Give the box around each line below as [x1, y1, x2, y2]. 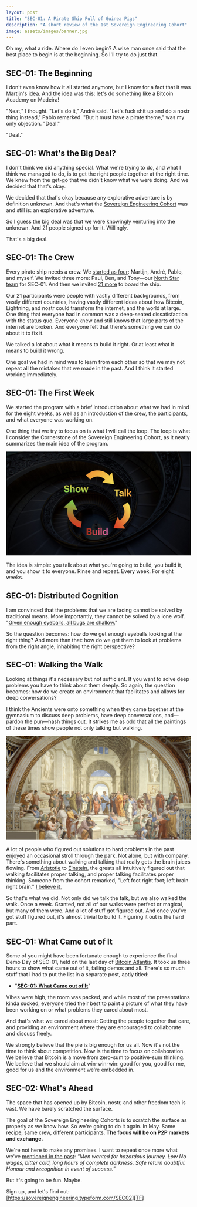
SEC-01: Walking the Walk [6, 660, 103, 670]
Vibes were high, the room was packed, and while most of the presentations [6, 993, 190, 1000]
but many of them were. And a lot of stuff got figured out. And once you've [6, 907, 186, 914]
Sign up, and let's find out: [6, 1188, 70, 1195]
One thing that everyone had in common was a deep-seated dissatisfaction [6, 311, 188, 318]
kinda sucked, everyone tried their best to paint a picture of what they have [6, 1000, 188, 1007]
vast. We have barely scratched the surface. [6, 1105, 113, 1112]
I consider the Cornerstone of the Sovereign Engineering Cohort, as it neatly [6, 433, 190, 440]
